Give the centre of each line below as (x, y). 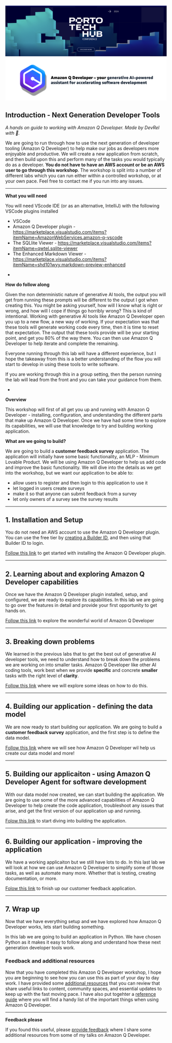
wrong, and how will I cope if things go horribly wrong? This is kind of (79, 311)
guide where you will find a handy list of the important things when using (82, 999)
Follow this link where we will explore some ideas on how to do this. (77, 686)
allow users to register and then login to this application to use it (80, 483)
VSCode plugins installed (32, 211)
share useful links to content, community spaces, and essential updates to (84, 988)
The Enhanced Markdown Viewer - (49, 254)
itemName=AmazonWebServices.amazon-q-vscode (68, 237)
